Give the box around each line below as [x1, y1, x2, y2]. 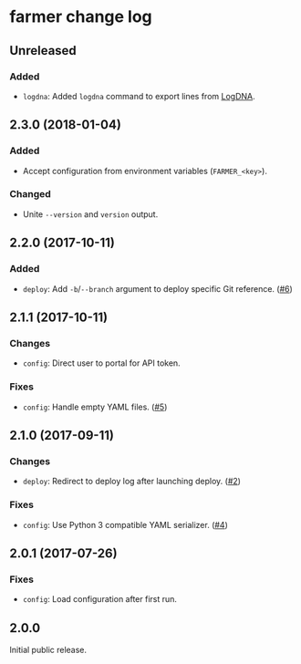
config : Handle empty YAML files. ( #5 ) [22, 401, 168, 412]
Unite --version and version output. [22, 208, 159, 220]
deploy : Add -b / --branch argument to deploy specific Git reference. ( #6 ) [22, 283, 294, 294]
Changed [9, 188, 52, 201]
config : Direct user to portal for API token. [22, 358, 181, 368]
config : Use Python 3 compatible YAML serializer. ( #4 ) [22, 519, 228, 530]
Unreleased [9, 43, 78, 58]
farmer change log [9, 6, 152, 27]
